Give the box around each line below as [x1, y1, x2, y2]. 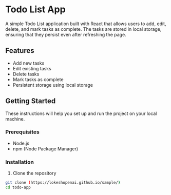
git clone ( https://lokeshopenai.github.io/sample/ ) [5, 180, 121, 185]
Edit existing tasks [12, 65, 51, 71]
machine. [5, 115, 25, 122]
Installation [5, 158, 34, 165]
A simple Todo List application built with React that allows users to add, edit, [5, 21, 166, 27]
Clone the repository [12, 170, 56, 177]
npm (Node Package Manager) [12, 145, 79, 152]
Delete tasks [12, 71, 40, 77]
